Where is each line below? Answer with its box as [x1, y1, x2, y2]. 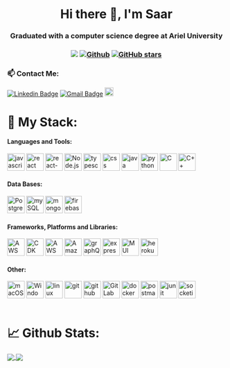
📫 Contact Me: [7, 69, 60, 78]
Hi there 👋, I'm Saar [60, 6, 173, 22]
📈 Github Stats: [7, 325, 100, 341]
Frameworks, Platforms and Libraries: [7, 222, 118, 231]
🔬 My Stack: [7, 114, 78, 130]
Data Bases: [7, 180, 43, 188]
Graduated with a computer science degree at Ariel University [10, 31, 223, 41]
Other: [7, 265, 26, 274]
